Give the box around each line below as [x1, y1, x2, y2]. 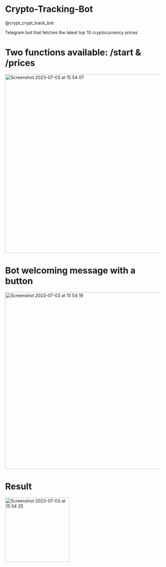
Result [5, 481, 32, 492]
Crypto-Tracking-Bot [5, 3, 93, 15]
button [5, 276, 33, 287]
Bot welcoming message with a [5, 265, 136, 276]
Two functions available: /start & [5, 47, 142, 58]
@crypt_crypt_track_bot [5, 20, 54, 26]
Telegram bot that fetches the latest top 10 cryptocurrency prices [5, 29, 138, 35]
